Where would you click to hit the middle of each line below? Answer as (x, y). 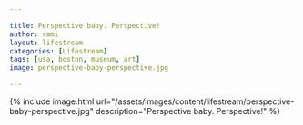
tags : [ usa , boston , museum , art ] (75, 60)
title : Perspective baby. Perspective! (85, 25)
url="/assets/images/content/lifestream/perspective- (195, 101)
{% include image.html (52, 101)
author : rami (34, 34)
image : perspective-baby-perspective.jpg (89, 68)
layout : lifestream (46, 43)
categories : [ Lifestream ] (58, 51)
